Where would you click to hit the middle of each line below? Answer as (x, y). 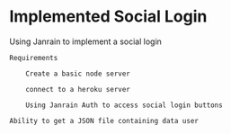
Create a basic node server (78, 74)
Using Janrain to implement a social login (85, 41)
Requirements (34, 58)
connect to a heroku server (78, 89)
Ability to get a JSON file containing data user (104, 121)
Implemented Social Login (108, 17)
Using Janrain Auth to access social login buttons (124, 105)
